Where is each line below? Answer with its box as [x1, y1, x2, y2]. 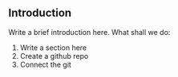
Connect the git [19, 60, 72, 69]
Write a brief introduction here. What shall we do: [8, 27, 171, 37]
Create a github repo [19, 51, 89, 60]
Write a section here [19, 43, 87, 52]
